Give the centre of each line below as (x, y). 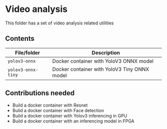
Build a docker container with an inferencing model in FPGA (73, 121)
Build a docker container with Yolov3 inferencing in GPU (70, 116)
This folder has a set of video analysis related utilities (60, 23)
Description (106, 52)
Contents (20, 39)
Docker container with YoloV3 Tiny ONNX (100, 69)
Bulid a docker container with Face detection (58, 110)
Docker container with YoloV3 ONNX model (103, 61)
